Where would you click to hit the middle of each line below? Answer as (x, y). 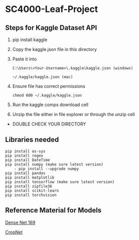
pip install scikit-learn (32, 190)
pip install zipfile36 (29, 186)
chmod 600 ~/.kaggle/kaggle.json (47, 95)
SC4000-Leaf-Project (52, 9)
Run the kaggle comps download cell (50, 104)
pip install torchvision (31, 195)
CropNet (14, 232)
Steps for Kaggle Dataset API (51, 28)
